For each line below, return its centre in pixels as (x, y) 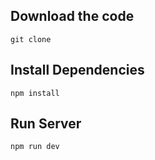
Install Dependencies (77, 70)
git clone (31, 39)
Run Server (46, 124)
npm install (35, 93)
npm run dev (35, 147)
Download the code (72, 16)
